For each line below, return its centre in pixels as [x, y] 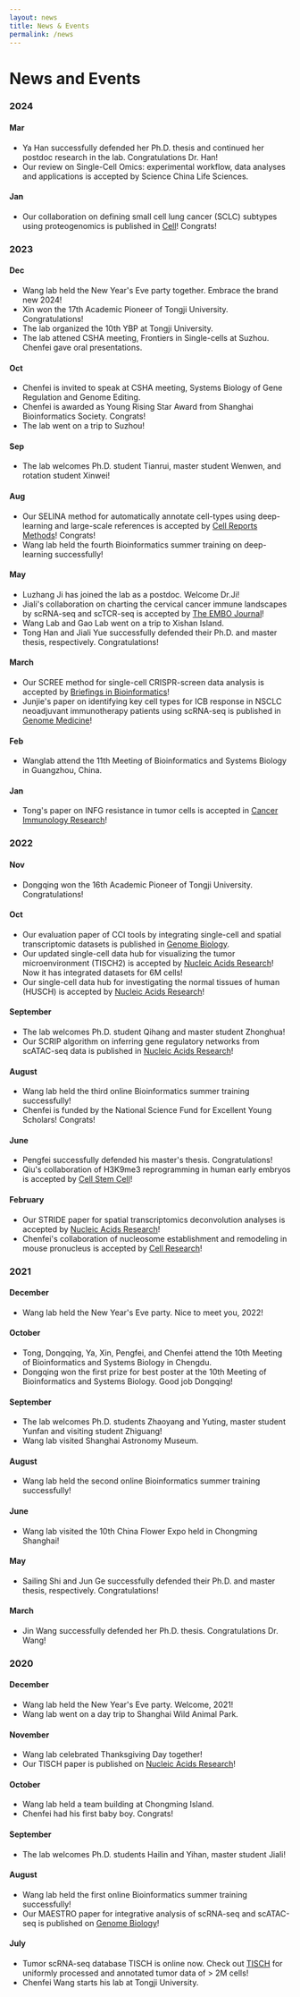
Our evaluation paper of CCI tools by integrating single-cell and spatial [151, 934]
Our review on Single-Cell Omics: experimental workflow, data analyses [154, 166]
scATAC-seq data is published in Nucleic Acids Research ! [128, 1050]
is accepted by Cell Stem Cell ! [77, 1179]
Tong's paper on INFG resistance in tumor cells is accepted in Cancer [150, 811]
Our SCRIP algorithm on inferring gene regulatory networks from [141, 1041]
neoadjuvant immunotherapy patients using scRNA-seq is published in [151, 711]
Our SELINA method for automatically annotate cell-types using [139, 516]
